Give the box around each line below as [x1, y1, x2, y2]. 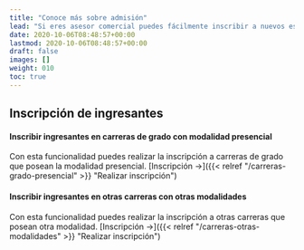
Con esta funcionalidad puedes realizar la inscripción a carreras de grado [9, 151, 283, 162]
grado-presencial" [9, 170, 78, 181]
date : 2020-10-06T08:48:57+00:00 [9, 30, 136, 39]
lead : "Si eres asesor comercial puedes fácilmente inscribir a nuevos [9, 22, 285, 31]
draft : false [9, 47, 59, 56]
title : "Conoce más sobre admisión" [9, 13, 147, 23]
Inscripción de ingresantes [9, 106, 164, 121]
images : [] [9, 55, 51, 64]
